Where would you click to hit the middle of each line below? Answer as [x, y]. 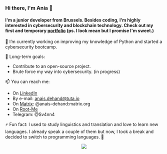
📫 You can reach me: [27, 81]
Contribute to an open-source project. [51, 66]
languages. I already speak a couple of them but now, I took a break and [79, 131]
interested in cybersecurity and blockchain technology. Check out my [79, 25]
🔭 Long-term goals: [25, 56]
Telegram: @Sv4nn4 [33, 114]
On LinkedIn [25, 93]
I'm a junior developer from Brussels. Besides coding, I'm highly [73, 20]
